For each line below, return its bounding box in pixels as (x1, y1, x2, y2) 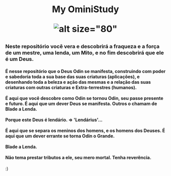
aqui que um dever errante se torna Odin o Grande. (5, 133, 115, 139)
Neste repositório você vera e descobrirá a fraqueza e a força (5, 43, 160, 50)
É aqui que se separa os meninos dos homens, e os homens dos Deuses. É (5, 127, 165, 133)
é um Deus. (5, 56, 34, 63)
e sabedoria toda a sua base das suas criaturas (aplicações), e (5, 74, 140, 80)
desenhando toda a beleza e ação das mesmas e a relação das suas (5, 79, 151, 85)
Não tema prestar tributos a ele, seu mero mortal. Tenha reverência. (5, 154, 152, 160)
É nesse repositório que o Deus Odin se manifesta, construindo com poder (5, 68, 166, 74)
